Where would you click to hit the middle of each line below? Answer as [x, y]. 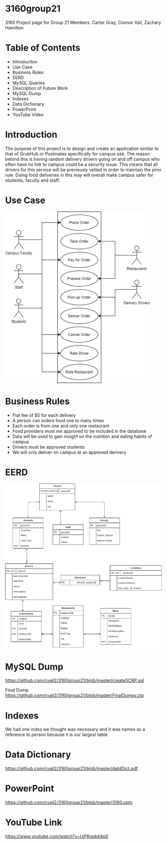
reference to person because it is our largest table [56, 734]
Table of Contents [43, 48]
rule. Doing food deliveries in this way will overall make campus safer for [79, 175]
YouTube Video [28, 115]
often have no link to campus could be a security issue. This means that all [82, 164]
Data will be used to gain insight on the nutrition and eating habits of [82, 436]
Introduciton [25, 61]
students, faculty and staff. [33, 180]
